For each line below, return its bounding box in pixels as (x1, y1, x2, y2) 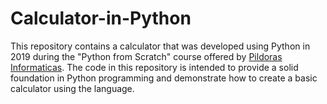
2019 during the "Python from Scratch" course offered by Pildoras (10, 50, 283, 62)
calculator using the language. (10, 82, 135, 94)
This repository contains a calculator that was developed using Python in (10, 40, 311, 52)
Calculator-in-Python (10, 7, 192, 30)
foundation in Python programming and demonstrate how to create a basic (10, 72, 318, 84)
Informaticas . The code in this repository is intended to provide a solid (10, 61, 299, 73)
